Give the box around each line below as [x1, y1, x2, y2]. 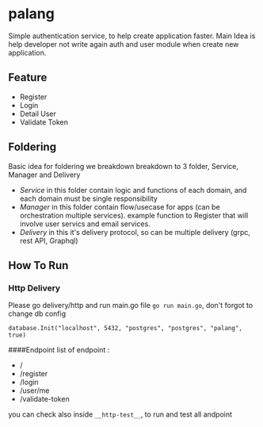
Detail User [19, 109, 57, 118]
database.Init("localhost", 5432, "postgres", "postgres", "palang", [8, 325, 243, 333]
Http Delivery [8, 283, 61, 294]
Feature [8, 71, 48, 84]
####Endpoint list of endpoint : [8, 345, 110, 355]
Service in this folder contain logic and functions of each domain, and [19, 185, 247, 194]
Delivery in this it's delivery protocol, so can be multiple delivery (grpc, [19, 227, 251, 237]
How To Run [8, 259, 69, 272]
